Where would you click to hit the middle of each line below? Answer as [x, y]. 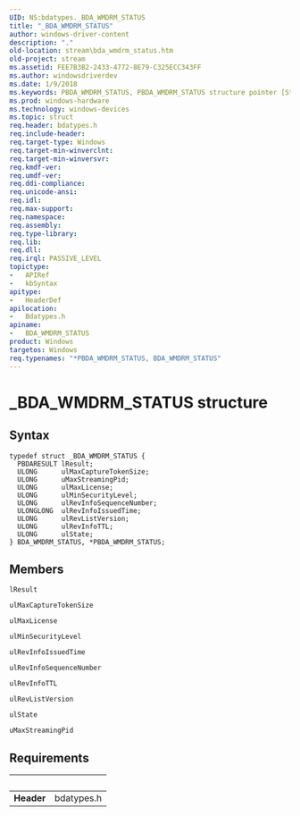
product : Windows [42, 341]
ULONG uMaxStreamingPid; [73, 479]
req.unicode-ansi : [43, 192]
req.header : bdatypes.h [54, 126]
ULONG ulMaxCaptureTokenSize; [83, 471]
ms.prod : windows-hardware [59, 101]
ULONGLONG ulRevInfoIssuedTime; [79, 510]
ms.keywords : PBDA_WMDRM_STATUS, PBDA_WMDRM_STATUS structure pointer [143, 92]
